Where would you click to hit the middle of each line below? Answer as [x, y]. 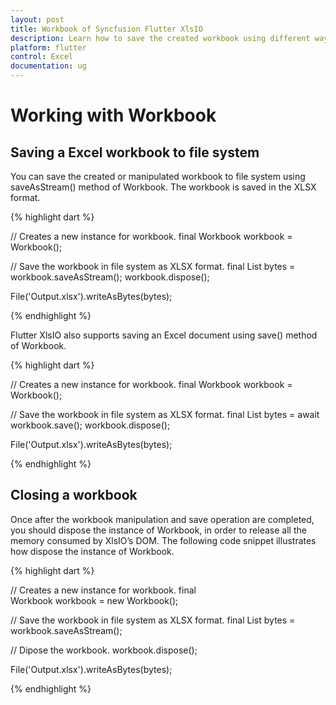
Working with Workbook [113, 115]
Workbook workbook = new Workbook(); [94, 600]
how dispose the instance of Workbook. [92, 551]
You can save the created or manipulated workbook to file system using [158, 176]
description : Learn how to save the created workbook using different [160, 38]
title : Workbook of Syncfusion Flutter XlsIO [106, 29]
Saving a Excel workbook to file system [135, 152]
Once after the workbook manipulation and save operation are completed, [162, 519]
